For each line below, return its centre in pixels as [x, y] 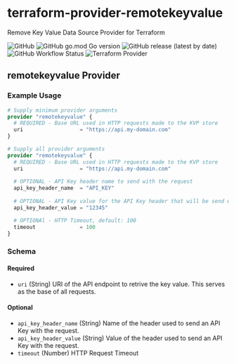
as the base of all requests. [57, 291]
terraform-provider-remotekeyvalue [115, 13]
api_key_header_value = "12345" [61, 208]
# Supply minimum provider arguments [63, 110]
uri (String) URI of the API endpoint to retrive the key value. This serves [121, 284]
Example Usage [34, 96]
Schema [22, 252]
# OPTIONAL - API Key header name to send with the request [103, 182]
